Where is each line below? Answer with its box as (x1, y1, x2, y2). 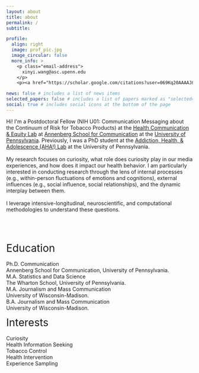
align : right (11, 41, 44, 47)
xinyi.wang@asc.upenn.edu (21, 69, 86, 75)
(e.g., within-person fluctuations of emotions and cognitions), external (6, 174, 178, 181)
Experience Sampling (6, 359, 58, 367)
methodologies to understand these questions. (6, 205, 120, 213)
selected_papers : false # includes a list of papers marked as (6, 96, 166, 102)
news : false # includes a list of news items (6, 91, 120, 97)
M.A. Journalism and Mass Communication (6, 285, 111, 292)
